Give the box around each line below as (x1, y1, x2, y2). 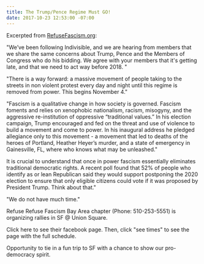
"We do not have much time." (6, 195, 80, 203)
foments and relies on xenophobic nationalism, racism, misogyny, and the (6, 106, 192, 114)
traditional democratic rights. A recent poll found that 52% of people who (6, 164, 191, 171)
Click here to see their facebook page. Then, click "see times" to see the (6, 225, 190, 233)
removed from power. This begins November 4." (6, 88, 128, 95)
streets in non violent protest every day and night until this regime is (6, 81, 178, 89)
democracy (6, 250, 36, 258)
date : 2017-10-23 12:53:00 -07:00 (6, 15, 95, 21)
